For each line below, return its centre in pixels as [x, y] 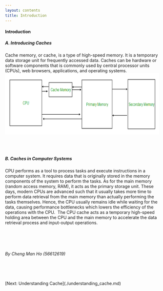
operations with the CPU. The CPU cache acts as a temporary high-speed [80, 212]
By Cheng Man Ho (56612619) [35, 253]
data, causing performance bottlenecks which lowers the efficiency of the [79, 207]
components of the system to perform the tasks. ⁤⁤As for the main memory [79, 181]
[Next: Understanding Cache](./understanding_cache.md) [63, 284]
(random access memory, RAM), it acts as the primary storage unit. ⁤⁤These [79, 187]
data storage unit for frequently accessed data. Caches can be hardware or [81, 61]
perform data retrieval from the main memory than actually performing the [80, 197]
